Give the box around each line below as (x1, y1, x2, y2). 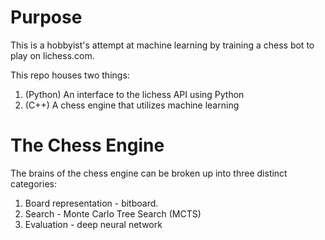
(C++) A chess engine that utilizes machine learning (24, 99, 240, 111)
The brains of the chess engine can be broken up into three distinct (10, 167, 288, 179)
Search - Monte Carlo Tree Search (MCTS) (24, 207, 202, 220)
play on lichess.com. (10, 49, 95, 61)
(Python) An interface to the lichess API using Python (24, 88, 245, 100)
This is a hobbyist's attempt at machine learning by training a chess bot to (10, 39, 315, 51)
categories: (10, 177, 57, 190)
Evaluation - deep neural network (24, 218, 163, 230)
